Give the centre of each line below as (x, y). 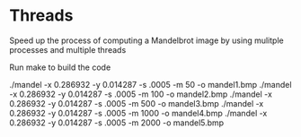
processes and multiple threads (68, 49)
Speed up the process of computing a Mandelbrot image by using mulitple (147, 40)
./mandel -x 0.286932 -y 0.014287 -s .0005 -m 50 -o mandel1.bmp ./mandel (150, 84)
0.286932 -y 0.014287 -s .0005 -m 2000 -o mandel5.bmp (117, 123)
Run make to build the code (60, 67)
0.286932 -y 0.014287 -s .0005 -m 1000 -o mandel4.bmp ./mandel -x (138, 113)
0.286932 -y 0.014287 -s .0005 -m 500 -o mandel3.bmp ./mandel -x (137, 103)
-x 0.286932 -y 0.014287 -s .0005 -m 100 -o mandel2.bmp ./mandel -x (141, 94)
